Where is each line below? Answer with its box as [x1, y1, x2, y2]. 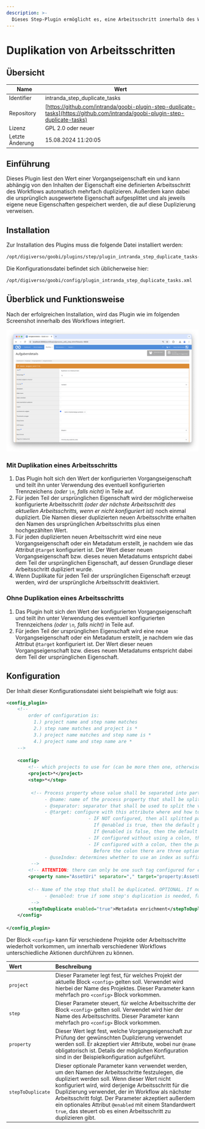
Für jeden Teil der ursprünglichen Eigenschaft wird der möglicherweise [15, 495, 193, 502]
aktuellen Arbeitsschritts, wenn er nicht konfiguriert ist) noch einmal [15, 507, 186, 515]
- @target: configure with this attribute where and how [45, 809, 192, 815]
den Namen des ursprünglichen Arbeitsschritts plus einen [15, 520, 160, 528]
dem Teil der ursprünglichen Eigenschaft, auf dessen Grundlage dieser [15, 559, 193, 567]
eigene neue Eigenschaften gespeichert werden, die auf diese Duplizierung [6, 201, 196, 208]
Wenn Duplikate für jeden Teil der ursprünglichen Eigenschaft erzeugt [15, 572, 191, 579]
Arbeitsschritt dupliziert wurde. [15, 565, 93, 573]
